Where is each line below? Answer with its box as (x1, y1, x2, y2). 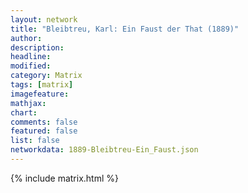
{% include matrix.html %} (10, 172, 119, 184)
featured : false (10, 126, 78, 136)
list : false (10, 136, 60, 146)
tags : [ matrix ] (10, 80, 74, 90)
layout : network (10, 14, 78, 25)
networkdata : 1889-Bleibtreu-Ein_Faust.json (10, 145, 199, 155)
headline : (10, 52, 52, 62)
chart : (10, 107, 38, 118)
